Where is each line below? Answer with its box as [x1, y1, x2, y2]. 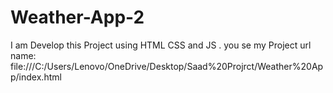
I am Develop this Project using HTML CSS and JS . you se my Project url [10, 39, 312, 51]
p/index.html [10, 71, 62, 83]
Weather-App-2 [10, 6, 145, 29]
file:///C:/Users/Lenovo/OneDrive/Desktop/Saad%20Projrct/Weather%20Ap [10, 60, 324, 72]
